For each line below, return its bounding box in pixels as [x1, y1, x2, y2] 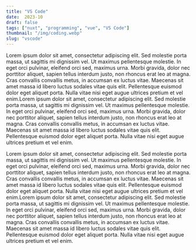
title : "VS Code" [6, 8, 49, 15]
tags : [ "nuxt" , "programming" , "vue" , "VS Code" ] [6, 25, 130, 31]
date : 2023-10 [6, 14, 43, 20]
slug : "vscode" [6, 36, 43, 42]
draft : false [6, 19, 38, 25]
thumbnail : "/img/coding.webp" [6, 30, 82, 36]
